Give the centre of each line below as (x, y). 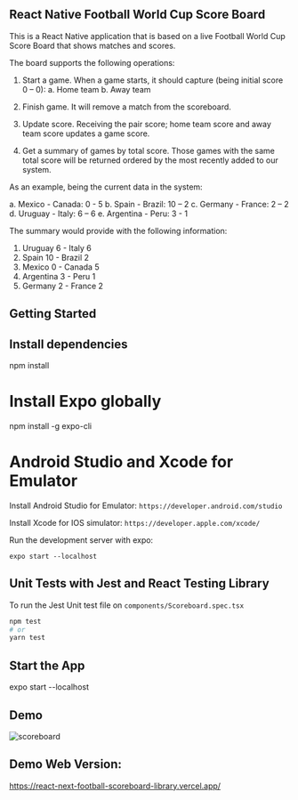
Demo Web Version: (66, 764)
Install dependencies (68, 344)
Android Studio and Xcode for (121, 462)
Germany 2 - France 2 (63, 286)
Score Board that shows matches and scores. (93, 45)
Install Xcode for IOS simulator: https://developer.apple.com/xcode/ (135, 522)
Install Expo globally (85, 402)
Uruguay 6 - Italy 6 (56, 247)
